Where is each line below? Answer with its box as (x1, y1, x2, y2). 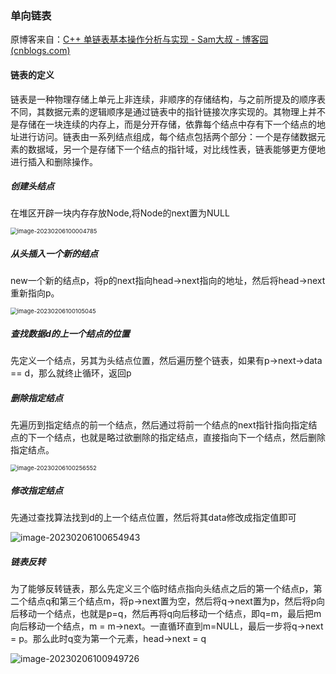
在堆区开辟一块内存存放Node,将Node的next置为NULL (10, 207, 230, 219)
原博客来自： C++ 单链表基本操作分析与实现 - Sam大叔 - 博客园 (10, 33, 269, 46)
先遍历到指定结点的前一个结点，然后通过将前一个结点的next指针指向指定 (10, 419, 309, 431)
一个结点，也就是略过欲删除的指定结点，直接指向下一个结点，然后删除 (36, 432, 326, 444)
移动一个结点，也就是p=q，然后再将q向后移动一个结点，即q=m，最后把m (18, 608, 322, 620)
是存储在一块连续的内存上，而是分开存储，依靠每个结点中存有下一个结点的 (10, 118, 317, 130)
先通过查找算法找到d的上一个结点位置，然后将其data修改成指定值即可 (10, 512, 297, 524)
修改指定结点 (10, 484, 63, 496)
